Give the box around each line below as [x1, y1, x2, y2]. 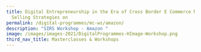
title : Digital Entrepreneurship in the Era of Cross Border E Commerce [6, 8, 191, 15]
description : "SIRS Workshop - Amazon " [6, 25, 109, 32]
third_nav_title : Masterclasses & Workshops [6, 36, 119, 42]
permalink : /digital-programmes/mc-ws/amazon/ [6, 20, 124, 26]
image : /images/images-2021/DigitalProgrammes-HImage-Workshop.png [6, 31, 178, 37]
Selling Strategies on [11, 14, 68, 20]
